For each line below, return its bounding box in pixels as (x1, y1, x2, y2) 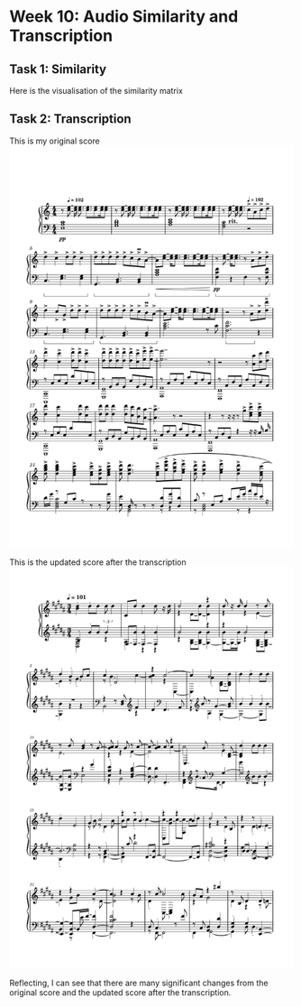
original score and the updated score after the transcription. (9, 987, 232, 998)
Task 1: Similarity (9, 61, 106, 77)
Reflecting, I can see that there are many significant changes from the (9, 977, 269, 989)
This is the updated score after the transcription (9, 557, 187, 568)
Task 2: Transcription (9, 111, 132, 127)
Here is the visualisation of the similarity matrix (9, 86, 183, 96)
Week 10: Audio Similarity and (9, 6, 239, 27)
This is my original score (9, 135, 101, 146)
